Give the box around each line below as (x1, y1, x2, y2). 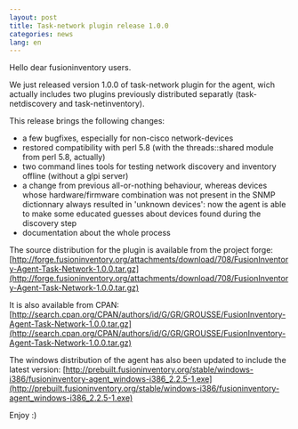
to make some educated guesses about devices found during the (21, 208, 262, 219)
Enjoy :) (9, 410, 37, 421)
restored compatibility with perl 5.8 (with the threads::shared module (21, 142, 274, 153)
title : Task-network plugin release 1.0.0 (9, 21, 169, 30)
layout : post (9, 12, 58, 22)
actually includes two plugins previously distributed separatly (9, 89, 234, 100)
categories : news (9, 29, 74, 38)
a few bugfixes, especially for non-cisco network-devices (21, 133, 234, 143)
